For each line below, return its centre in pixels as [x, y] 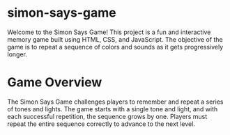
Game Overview [55, 82]
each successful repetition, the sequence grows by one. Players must [107, 116]
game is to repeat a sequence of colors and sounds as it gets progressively [115, 47]
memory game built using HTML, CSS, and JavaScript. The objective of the [115, 39]
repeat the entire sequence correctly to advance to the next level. [101, 124]
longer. [17, 54]
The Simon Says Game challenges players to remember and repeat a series [115, 102]
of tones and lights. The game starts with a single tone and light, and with [113, 109]
